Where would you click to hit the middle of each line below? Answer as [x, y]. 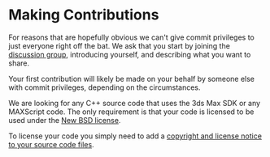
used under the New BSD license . [65, 120]
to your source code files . [52, 144]
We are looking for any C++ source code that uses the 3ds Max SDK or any [135, 103]
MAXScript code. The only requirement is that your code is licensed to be [131, 112]
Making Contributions [84, 15]
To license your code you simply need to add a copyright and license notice [135, 136]
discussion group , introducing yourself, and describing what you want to [130, 54]
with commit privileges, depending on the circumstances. [105, 87]
